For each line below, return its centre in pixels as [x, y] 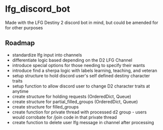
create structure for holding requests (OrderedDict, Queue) [71, 96]
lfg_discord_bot [37, 9]
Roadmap [20, 43]
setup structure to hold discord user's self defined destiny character [81, 76]
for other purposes [24, 27]
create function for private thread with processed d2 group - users [79, 112]
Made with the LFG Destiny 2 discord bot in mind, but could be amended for [82, 22]
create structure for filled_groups [46, 107]
